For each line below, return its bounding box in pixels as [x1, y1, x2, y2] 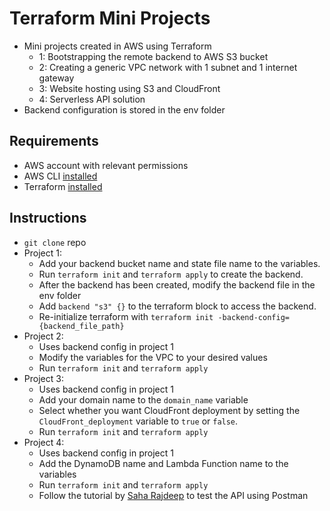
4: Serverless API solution [38, 93, 146, 105]
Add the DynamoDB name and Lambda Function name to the [38, 457, 289, 469]
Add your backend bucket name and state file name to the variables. [38, 257, 321, 269]
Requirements [9, 133, 99, 150]
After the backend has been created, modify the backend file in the [38, 278, 316, 291]
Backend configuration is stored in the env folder [23, 103, 226, 116]
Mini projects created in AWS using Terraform [23, 40, 212, 52]
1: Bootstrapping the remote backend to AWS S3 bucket [38, 50, 269, 62]
